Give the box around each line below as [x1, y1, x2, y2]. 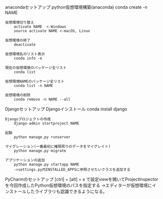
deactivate [14, 42, 36, 47]
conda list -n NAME [14, 83, 54, 88]
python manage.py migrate [14, 148, 67, 153]
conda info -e [14, 56, 42, 61]
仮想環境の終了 [5, 38, 31, 43]
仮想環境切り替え [5, 20, 35, 25]
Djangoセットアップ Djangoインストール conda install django [5, 106, 127, 112]
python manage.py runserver [14, 135, 71, 140]
